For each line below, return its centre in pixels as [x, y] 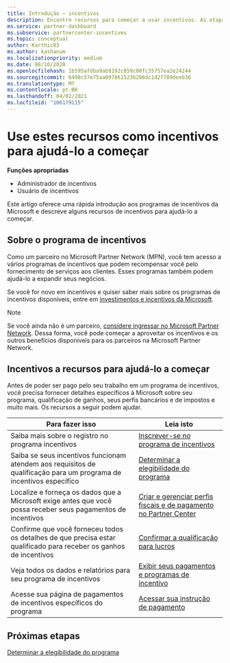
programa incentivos [44, 444]
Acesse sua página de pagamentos [67, 594]
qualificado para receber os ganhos [68, 546]
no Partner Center [167, 514]
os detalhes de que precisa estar [63, 538]
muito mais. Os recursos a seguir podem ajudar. [75, 407]
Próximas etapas [43, 636]
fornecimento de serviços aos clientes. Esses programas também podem [110, 271]
